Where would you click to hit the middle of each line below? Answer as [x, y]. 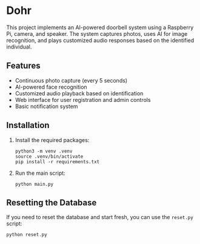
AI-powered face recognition [51, 87]
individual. [19, 47]
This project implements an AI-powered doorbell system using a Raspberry [100, 27]
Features [23, 66]
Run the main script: [40, 173]
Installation [28, 125]
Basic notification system [46, 106]
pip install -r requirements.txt [57, 161]
